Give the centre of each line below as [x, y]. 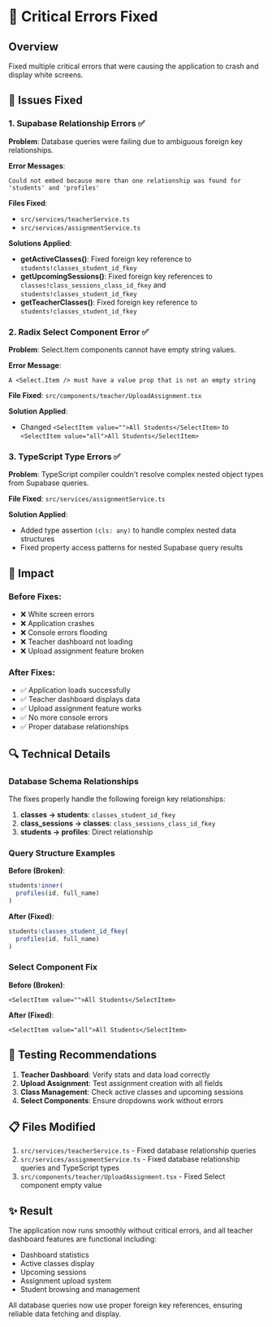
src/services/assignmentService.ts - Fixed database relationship [130, 1159]
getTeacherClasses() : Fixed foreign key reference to [108, 302]
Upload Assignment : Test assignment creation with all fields [121, 1083]
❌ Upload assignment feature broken [82, 650]
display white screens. [46, 75]
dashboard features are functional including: [82, 1239]
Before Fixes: [35, 596]
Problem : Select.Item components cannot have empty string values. [123, 349]
